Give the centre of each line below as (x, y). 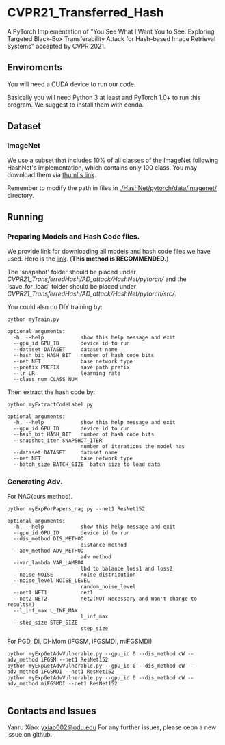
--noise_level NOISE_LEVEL (52, 581)
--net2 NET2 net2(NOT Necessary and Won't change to (105, 599)
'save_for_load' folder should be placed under (72, 287)
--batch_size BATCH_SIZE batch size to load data (87, 465)
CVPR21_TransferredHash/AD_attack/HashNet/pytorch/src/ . (92, 294)
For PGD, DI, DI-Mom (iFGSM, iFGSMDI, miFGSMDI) (80, 642)
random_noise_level (108, 587)
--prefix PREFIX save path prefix (71, 367)
